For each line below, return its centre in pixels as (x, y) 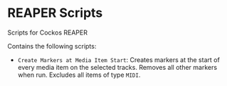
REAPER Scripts (55, 13)
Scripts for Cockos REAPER (47, 32)
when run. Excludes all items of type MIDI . (79, 75)
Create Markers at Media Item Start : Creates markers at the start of (119, 60)
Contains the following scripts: (52, 46)
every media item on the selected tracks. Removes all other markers (117, 67)
